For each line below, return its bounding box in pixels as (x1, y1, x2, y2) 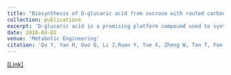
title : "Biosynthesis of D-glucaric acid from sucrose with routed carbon (7, 10, 226, 17)
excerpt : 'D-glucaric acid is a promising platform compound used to (7, 22, 211, 29)
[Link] (7, 61, 24, 68)
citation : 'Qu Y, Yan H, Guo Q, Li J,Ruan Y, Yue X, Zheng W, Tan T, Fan (7, 42, 223, 48)
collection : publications (7, 16, 81, 23)
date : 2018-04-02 (7, 29, 57, 36)
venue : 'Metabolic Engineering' (7, 35, 100, 42)
